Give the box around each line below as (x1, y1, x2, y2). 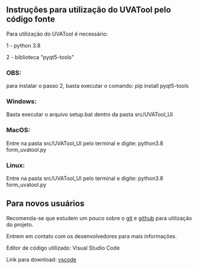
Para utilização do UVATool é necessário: (6, 30, 108, 37)
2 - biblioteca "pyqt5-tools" (6, 54, 74, 61)
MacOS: (6, 126, 31, 134)
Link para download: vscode (6, 256, 76, 263)
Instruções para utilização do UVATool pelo (6, 5, 172, 15)
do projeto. (6, 221, 34, 228)
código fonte (6, 14, 55, 25)
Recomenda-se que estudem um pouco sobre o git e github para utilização (6, 214, 193, 221)
